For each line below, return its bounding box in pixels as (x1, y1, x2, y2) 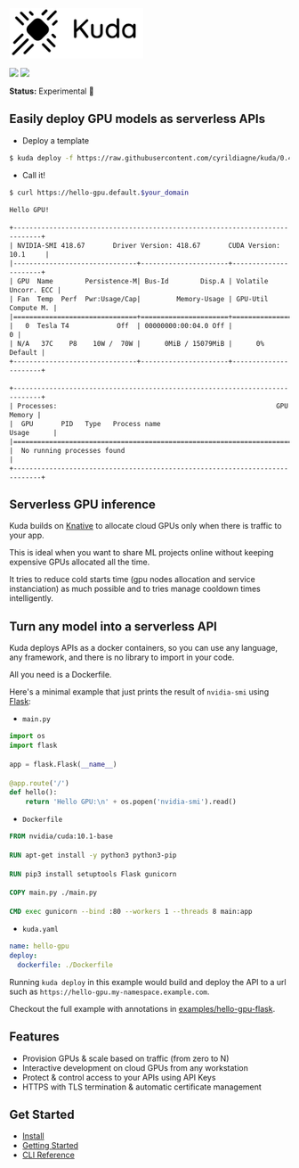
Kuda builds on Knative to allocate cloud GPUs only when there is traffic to (9, 521, 282, 531)
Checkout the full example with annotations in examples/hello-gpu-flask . (9, 1003, 276, 1014)
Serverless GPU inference (9, 497, 156, 512)
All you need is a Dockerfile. (9, 670, 112, 680)
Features (9, 1029, 60, 1045)
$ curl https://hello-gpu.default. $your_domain (9, 188, 190, 197)
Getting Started (21, 1140, 78, 1151)
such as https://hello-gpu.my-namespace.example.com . (9, 986, 210, 997)
